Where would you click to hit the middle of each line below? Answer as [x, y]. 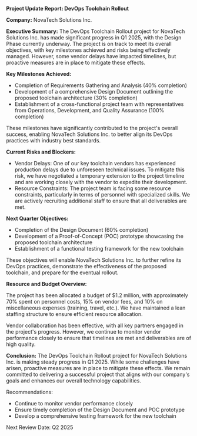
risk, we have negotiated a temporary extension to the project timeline [99, 176]
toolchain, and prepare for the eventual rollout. [62, 272]
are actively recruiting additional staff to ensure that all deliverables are [101, 201]
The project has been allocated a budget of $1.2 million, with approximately [97, 295]
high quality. [21, 344]
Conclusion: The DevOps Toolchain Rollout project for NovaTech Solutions [97, 356]
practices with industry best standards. [54, 140]
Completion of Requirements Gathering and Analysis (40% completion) [101, 85]
